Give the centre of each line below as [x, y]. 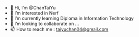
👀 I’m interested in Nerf [34, 13]
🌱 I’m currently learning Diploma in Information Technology [72, 18]
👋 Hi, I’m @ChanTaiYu [33, 8]
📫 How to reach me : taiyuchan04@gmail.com [59, 29]
